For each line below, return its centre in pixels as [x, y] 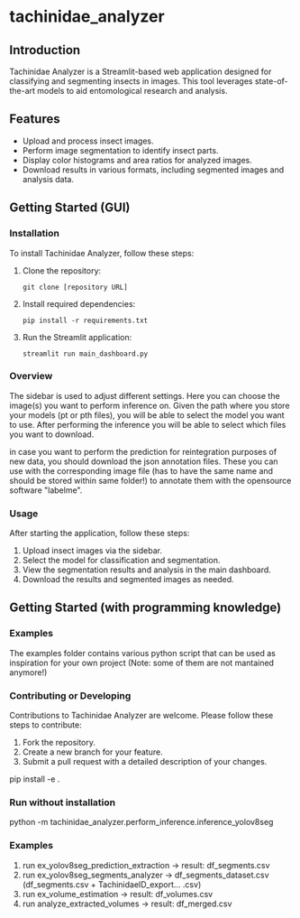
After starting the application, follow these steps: [100, 533]
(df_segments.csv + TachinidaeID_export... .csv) [112, 884]
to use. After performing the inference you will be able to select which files [148, 424]
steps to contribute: [46, 725]
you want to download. [52, 434]
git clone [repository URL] [75, 287]
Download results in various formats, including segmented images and [153, 170]
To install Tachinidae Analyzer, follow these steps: [102, 253]
